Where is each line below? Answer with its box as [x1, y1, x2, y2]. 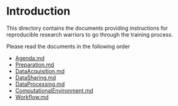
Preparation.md [15, 61, 55, 68]
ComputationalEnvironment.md [15, 87, 93, 94]
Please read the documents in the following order [6, 43, 130, 50]
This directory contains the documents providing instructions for [6, 24, 168, 32]
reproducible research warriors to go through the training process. [6, 30, 173, 38]
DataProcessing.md [15, 80, 65, 88]
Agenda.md [15, 54, 44, 62]
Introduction [6, 4, 71, 18]
